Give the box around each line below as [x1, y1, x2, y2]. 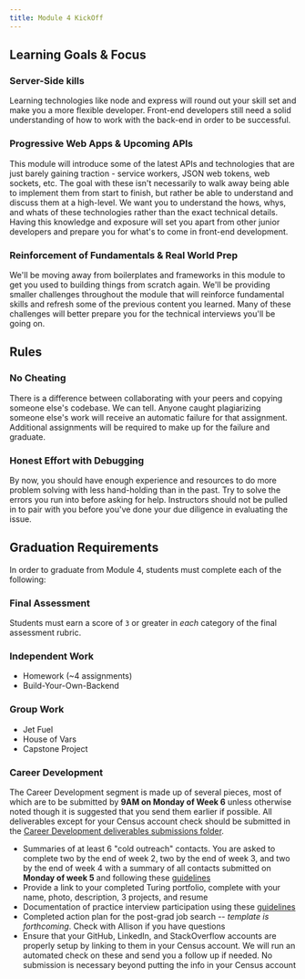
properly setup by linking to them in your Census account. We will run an [22, 940, 296, 951]
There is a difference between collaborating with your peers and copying [9, 392, 283, 403]
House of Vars [22, 734, 77, 745]
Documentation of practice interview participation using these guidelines [22, 901, 296, 912]
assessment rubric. [9, 627, 82, 638]
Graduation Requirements [9, 540, 159, 556]
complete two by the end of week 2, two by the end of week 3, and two [22, 852, 290, 863]
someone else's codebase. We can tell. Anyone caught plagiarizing [9, 402, 261, 413]
